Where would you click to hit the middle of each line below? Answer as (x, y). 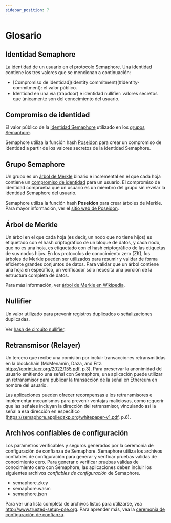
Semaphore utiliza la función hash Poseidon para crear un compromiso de (83, 142)
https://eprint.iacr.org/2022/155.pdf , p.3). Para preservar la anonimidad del (84, 369)
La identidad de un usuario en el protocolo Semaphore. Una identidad (79, 67)
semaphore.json (30, 494)
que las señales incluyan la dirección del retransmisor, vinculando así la (81, 406)
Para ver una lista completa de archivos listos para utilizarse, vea (74, 503)
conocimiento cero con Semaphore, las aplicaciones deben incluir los (79, 467)
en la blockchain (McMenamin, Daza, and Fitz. (54, 363)
